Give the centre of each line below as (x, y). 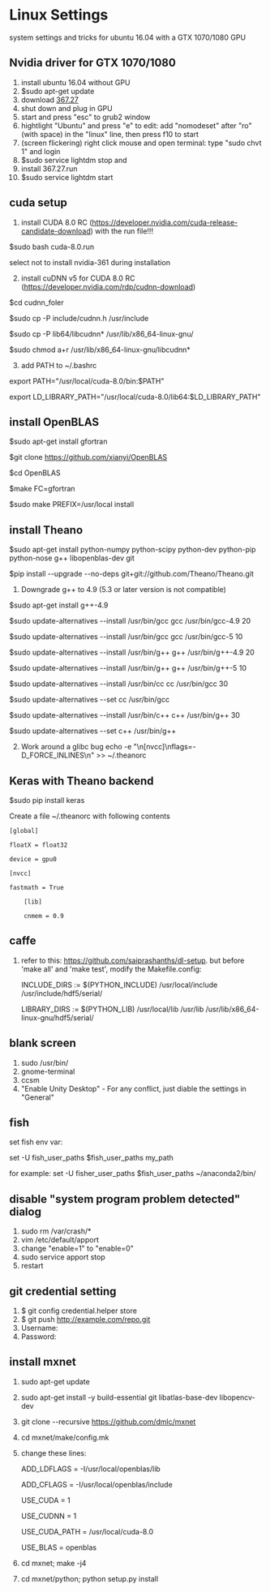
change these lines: (54, 1453)
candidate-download (56, 231)
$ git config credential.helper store (79, 1311)
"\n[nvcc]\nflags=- (165, 747)
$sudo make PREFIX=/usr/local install (72, 504)
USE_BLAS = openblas (58, 1547)
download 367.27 (50, 100)
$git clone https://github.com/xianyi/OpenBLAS (88, 457)
